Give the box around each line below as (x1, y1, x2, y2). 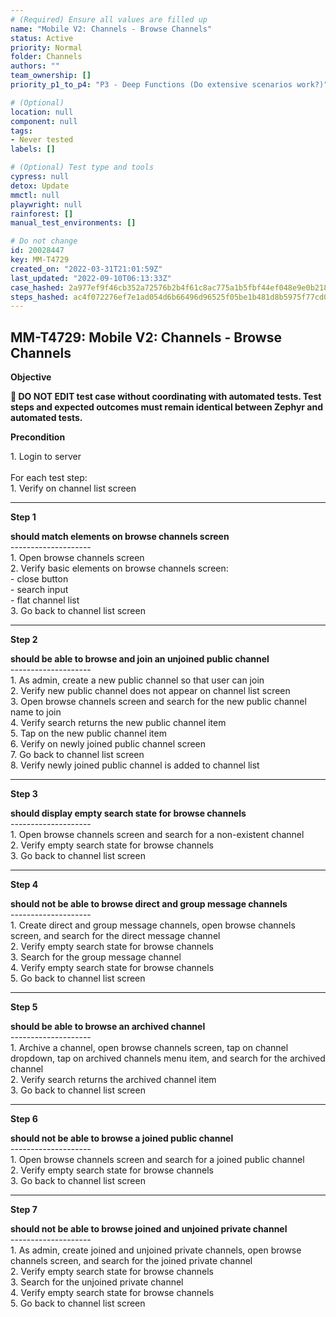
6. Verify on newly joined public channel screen (10, 738, 207, 750)
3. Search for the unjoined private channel (10, 1276, 184, 1288)
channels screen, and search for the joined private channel (10, 1255, 253, 1267)
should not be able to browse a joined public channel (10, 1132, 234, 1145)
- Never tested (10, 135, 74, 145)
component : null (10, 116, 78, 126)
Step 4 (10, 879, 39, 891)
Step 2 (10, 634, 38, 646)
